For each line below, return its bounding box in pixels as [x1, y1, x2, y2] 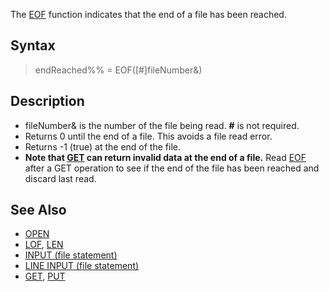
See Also [10, 202, 67, 219]
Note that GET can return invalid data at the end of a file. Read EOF [24, 151, 307, 163]
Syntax [10, 37, 56, 54]
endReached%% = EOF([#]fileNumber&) [34, 64, 203, 76]
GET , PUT [24, 270, 66, 283]
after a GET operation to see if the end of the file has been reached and [24, 162, 320, 174]
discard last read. [24, 172, 97, 184]
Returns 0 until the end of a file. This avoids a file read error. [24, 130, 273, 142]
